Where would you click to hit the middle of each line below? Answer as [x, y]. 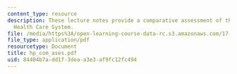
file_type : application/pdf [49, 40]
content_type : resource [42, 14]
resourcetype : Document [42, 47]
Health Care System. [44, 27]
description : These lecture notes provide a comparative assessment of [115, 20]
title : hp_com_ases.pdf [42, 54]
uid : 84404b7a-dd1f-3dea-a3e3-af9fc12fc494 [72, 60]
